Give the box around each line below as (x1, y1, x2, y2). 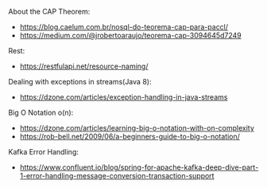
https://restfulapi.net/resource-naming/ (19, 61, 149, 71)
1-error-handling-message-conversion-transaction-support (19, 171, 215, 180)
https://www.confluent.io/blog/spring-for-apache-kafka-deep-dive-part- (19, 163, 259, 172)
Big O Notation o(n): (8, 108, 74, 117)
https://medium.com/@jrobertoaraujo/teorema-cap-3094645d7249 (19, 31, 242, 40)
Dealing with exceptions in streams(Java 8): (8, 77, 152, 86)
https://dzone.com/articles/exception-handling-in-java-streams (19, 92, 228, 102)
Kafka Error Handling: (8, 147, 79, 156)
